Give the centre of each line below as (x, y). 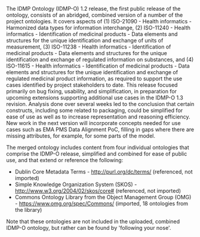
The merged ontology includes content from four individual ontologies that (98, 147)
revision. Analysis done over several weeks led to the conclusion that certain (100, 104)
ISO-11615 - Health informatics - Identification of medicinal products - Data (98, 66)
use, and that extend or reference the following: (65, 160)
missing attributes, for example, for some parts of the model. (81, 136)
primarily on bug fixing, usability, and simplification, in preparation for (92, 91)
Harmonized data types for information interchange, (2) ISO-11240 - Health (99, 28)
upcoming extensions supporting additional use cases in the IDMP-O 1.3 (95, 98)
